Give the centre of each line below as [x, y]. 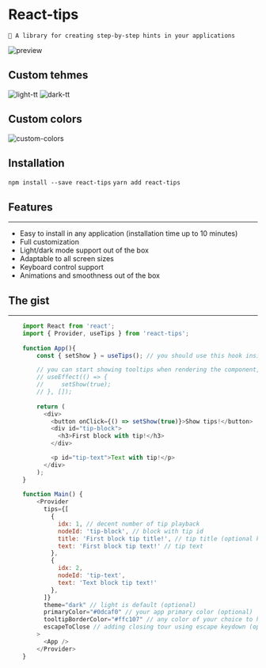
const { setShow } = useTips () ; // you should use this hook [140, 355]
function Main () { [53, 495]
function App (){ [49, 348]
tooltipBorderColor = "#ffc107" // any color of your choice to [148, 620]
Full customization [49, 242]
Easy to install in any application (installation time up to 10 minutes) [129, 233]
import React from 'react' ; [68, 326]
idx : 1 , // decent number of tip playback [129, 524]
